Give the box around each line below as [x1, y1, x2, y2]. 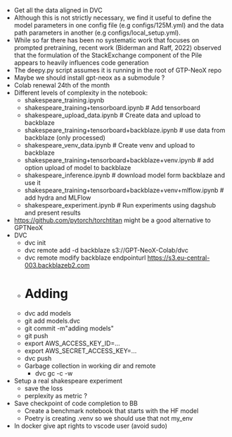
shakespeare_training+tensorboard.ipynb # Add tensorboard [24, 104, 200, 112]
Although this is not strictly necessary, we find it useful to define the [13, 13, 212, 22]
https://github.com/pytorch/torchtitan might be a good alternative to [13, 216, 211, 225]
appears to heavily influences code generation [13, 59, 149, 66]
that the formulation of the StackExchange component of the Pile [13, 51, 202, 59]
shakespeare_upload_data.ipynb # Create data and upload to [24, 111, 201, 119]
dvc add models [24, 309, 72, 317]
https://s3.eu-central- [147, 253, 210, 262]
